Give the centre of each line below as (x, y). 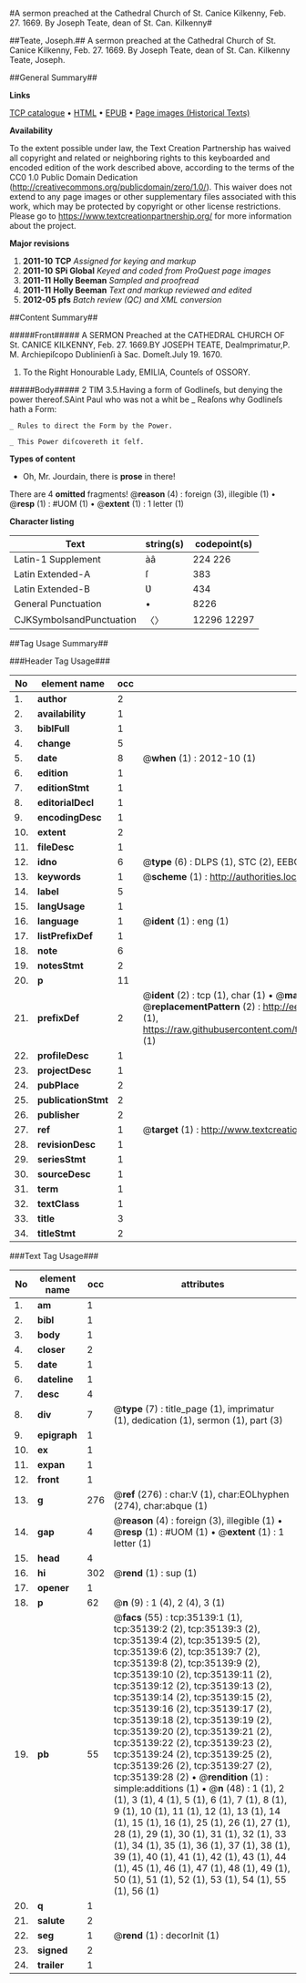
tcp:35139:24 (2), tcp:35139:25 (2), (193, 1754)
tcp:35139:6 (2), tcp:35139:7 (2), (187, 1652)
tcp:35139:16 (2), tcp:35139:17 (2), (193, 1709)
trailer (51, 1965)
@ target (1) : (171, 1130)
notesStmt (61, 966)
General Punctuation (58, 604)
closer (51, 1350)
